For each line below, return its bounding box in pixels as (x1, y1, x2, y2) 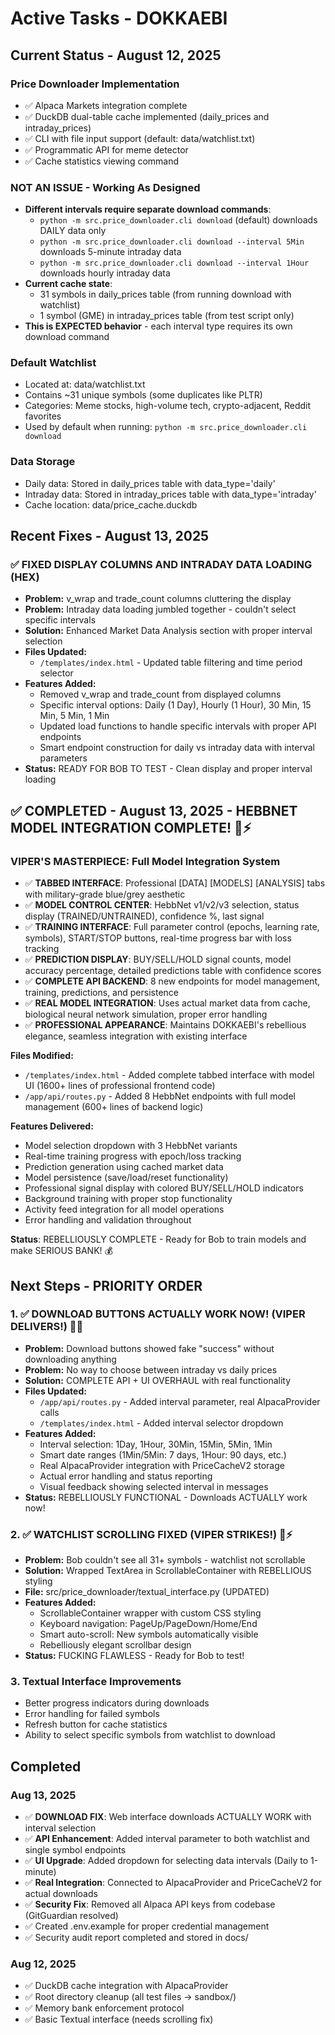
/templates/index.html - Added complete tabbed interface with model (24, 1069, 315, 1081)
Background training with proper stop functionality (24, 1193, 233, 1205)
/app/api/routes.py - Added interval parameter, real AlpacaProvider (39, 1395, 321, 1407)
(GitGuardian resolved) (24, 1910, 119, 1922)
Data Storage (10, 455, 76, 469)
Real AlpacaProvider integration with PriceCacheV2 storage (39, 1459, 285, 1471)
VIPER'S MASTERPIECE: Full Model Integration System (10, 854, 281, 868)
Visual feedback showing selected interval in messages (39, 1480, 269, 1492)
